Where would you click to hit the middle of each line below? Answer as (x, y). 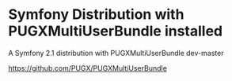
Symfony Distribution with (96, 15)
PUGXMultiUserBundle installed (116, 31)
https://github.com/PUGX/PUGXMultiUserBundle (88, 68)
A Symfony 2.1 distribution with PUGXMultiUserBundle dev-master (116, 53)
